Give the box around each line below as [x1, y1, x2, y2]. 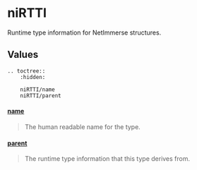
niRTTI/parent [20, 92, 61, 99]
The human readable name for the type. [24, 122, 141, 131]
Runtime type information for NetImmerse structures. [7, 28, 162, 37]
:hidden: [20, 73, 46, 80]
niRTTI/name [20, 86, 55, 93]
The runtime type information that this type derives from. [24, 154, 191, 163]
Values [7, 49, 39, 61]
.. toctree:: [7, 67, 46, 75]
